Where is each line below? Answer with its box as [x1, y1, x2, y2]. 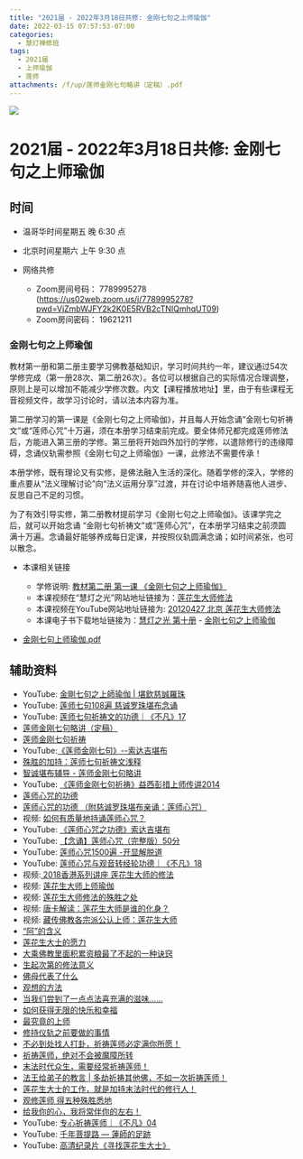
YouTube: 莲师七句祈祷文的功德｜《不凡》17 [22, 710, 187, 722]
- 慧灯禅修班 [17, 38, 60, 48]
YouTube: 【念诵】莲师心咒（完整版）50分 [22, 835, 180, 846]
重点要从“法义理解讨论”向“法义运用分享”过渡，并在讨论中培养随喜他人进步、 [9, 478, 292, 488]
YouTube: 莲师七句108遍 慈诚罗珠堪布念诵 [22, 700, 179, 710]
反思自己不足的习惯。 [9, 489, 88, 500]
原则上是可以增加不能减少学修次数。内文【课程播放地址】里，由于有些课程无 [9, 383, 294, 394]
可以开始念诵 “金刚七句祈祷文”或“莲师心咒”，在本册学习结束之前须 [32, 520, 279, 531]
